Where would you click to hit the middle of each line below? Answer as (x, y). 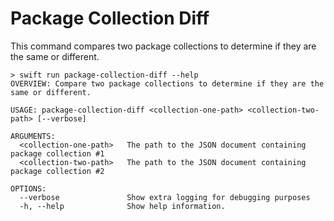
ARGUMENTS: (33, 136)
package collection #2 (57, 171)
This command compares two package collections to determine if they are (163, 46)
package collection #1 (57, 153)
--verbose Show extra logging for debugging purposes (165, 197)
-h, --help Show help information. (122, 206)
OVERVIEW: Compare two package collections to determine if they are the (167, 83)
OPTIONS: (28, 188)
